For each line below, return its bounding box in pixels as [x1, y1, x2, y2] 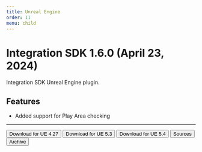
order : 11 [6, 14, 31, 21]
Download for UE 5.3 [66, 131, 112, 138]
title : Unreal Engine [6, 8, 61, 15]
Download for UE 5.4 [119, 131, 167, 138]
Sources [173, 131, 192, 138]
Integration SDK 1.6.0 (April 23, [6, 46, 164, 60]
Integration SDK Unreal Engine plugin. [6, 79, 100, 86]
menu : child [6, 20, 36, 26]
